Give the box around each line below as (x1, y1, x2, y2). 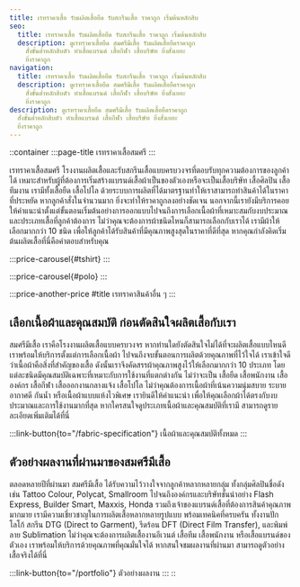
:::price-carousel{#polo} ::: (9, 271, 108, 282)
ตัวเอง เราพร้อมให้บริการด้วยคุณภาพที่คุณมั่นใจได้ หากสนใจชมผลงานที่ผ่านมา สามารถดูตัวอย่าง (9, 539, 285, 550)
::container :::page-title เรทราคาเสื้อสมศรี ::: (9, 147, 155, 158)
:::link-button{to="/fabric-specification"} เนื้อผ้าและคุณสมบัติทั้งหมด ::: (9, 428, 248, 438)
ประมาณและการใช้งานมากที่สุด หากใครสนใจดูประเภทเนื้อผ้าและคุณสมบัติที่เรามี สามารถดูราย (9, 400, 278, 411)
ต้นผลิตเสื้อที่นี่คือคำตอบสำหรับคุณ (9, 236, 110, 246)
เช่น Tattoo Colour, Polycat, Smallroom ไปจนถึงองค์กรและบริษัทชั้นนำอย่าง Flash (9, 488, 274, 500)
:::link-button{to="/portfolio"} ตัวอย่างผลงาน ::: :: (9, 567, 177, 578)
